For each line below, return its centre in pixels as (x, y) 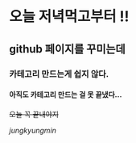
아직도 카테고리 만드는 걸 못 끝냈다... (66, 95)
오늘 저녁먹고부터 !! (69, 17)
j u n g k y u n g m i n (33, 130)
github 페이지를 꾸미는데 (67, 49)
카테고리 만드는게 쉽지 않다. (59, 74)
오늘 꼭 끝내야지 (34, 114)
